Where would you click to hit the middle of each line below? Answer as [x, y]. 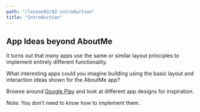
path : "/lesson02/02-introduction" [50, 12]
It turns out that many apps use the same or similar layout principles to [93, 56]
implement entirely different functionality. [57, 62]
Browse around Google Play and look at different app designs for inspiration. [100, 91]
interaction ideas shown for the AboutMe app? [63, 80]
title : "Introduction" [34, 17]
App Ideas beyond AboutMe [59, 41]
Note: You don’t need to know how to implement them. [73, 103]
